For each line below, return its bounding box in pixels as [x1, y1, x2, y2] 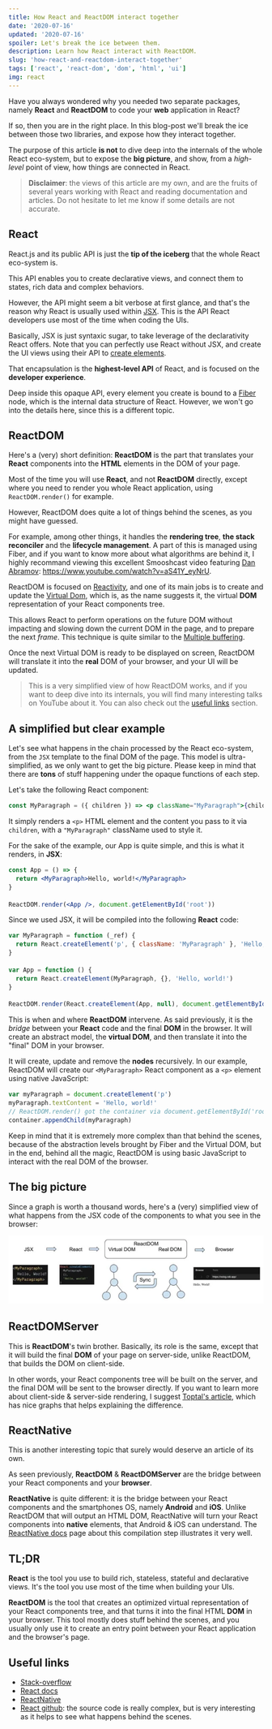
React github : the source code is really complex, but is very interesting [19, 1703, 256, 1713]
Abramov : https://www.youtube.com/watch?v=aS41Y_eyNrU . [8, 567, 212, 576]
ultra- [227, 752, 246, 762]
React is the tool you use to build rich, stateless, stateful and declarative [8, 1573, 249, 1583]
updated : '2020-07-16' [8, 30, 85, 38]
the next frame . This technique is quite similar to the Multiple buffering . [8, 632, 245, 642]
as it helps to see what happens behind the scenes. [19, 1712, 192, 1722]
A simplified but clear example [8, 722, 166, 735]
